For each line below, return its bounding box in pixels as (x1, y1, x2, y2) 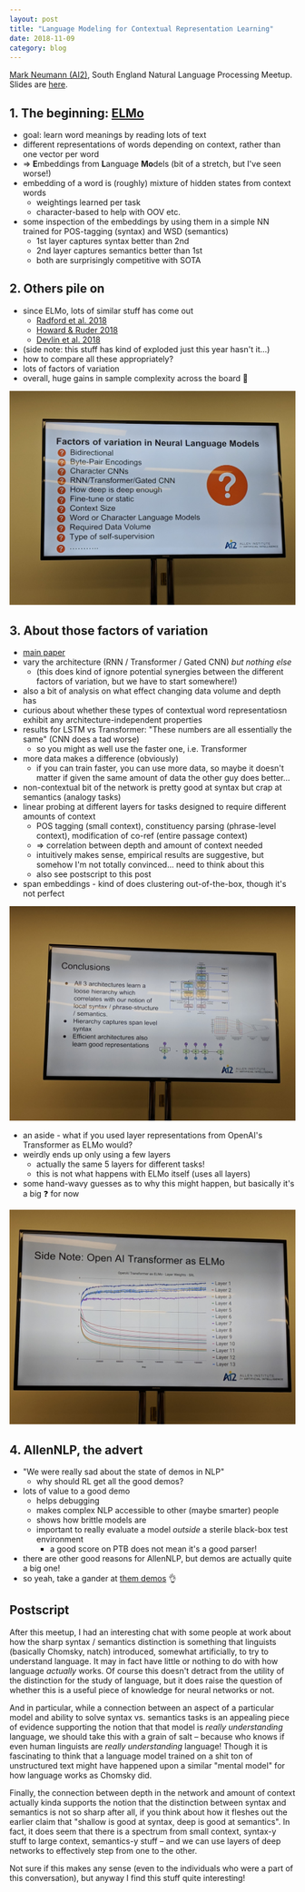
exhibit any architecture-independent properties (22, 714, 202, 725)
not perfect (22, 888, 65, 899)
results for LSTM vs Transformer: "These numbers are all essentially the (22, 724, 292, 735)
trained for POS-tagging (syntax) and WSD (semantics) (22, 226, 229, 237)
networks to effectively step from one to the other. (9, 1845, 198, 1856)
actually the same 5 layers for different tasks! (35, 1158, 205, 1170)
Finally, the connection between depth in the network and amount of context (9, 1787, 296, 1798)
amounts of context (22, 811, 96, 822)
